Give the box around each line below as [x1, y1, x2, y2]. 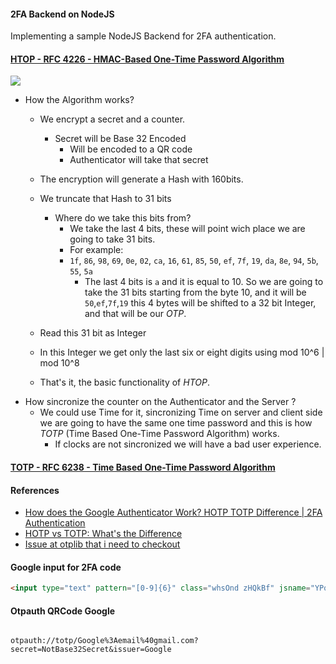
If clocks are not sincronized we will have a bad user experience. [54, 438, 322, 450]
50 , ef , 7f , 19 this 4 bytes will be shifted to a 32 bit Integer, [84, 297, 317, 309]
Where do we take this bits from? [54, 212, 192, 224]
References [10, 484, 60, 496]
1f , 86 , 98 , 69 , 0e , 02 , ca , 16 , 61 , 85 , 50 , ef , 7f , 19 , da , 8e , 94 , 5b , [69, 255, 319, 267]
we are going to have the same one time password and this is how [39, 417, 313, 429]
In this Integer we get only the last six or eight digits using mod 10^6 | [39, 346, 325, 359]
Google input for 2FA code [10, 561, 122, 573]
